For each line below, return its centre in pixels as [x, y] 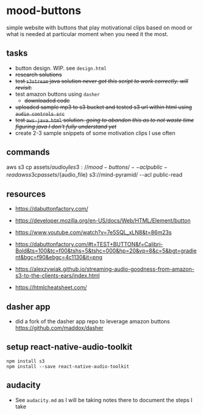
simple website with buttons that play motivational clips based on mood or [99, 28]
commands [28, 152]
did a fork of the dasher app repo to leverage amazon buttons [93, 321]
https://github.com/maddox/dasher [59, 328]
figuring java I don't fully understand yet [66, 127]
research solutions [38, 75]
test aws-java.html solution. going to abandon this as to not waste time [105, 120]
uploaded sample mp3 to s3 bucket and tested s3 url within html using [103, 107]
